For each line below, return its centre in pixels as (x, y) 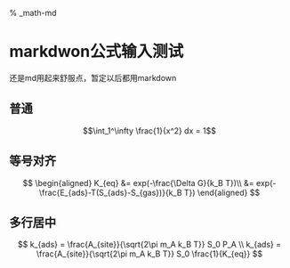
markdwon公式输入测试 (97, 52)
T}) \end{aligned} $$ (222, 192)
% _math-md (33, 13)
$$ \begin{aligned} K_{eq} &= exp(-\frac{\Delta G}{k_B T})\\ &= (139, 183)
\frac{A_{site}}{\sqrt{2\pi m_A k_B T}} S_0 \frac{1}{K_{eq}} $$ (149, 254)
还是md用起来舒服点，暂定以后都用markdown (93, 77)
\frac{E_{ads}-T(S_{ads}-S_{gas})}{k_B (110, 192)
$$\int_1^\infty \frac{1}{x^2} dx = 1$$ (149, 130)
